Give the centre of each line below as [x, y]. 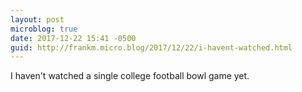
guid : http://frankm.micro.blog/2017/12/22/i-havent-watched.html [151, 47]
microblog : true [44, 29]
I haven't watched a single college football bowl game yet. [130, 76]
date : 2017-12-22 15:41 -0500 [73, 38]
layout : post [37, 19]
